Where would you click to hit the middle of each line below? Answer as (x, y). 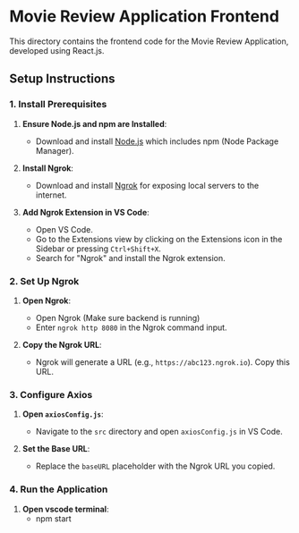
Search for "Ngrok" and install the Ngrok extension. (130, 258)
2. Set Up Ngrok (44, 281)
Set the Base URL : (56, 449)
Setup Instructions (62, 79)
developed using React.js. (57, 50)
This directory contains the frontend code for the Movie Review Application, (149, 41)
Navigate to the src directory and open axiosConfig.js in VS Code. (159, 432)
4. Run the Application (59, 489)
